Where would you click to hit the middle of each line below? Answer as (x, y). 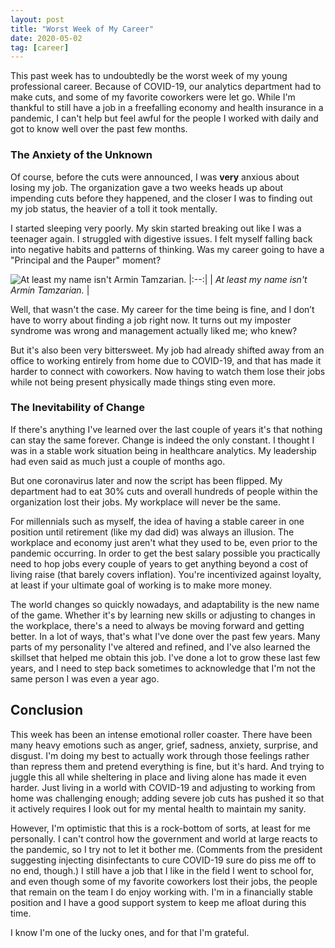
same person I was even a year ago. (85, 678)
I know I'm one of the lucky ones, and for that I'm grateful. (130, 932)
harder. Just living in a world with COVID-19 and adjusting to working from (163, 787)
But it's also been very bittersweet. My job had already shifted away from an (167, 350)
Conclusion (47, 710)
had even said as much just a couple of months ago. (118, 461)
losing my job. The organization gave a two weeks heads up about (147, 187)
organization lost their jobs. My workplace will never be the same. (145, 502)
